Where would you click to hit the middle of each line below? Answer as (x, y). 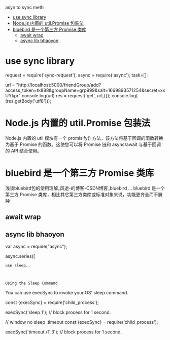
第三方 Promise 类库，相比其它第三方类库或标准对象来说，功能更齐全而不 (82, 194)
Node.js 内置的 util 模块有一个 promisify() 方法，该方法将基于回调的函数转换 (84, 138)
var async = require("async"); (36, 247)
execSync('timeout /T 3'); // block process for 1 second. (64, 332)
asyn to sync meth (25, 7)
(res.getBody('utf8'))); (28, 101)
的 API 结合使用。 (24, 150)
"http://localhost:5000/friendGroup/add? (59, 85)
